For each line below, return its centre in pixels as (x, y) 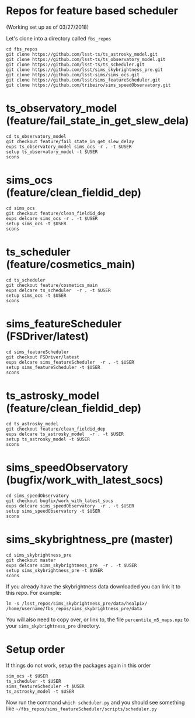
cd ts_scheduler (26, 280)
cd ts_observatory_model (36, 136)
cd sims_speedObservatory (37, 496)
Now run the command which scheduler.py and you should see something (95, 703)
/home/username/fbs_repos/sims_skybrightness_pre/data (74, 608)
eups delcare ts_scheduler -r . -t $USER (58, 290)
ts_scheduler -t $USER (34, 682)
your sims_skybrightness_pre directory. (53, 625)
